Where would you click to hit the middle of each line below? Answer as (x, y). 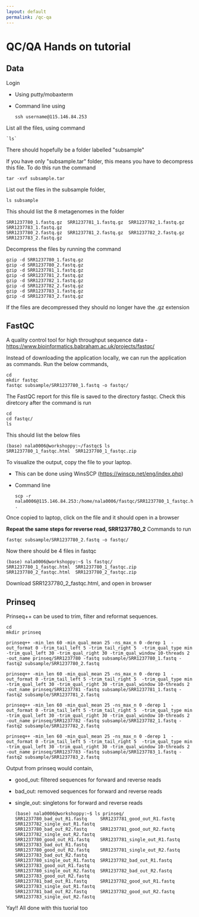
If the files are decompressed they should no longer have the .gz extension (98, 307)
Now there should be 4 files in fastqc (51, 551)
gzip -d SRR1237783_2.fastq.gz (45, 296)
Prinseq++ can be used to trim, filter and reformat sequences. (82, 616)
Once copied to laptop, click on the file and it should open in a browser (93, 518)
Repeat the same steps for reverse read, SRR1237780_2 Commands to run (99, 529)
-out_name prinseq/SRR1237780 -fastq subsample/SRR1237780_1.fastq (91, 658)
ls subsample (22, 200)
